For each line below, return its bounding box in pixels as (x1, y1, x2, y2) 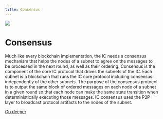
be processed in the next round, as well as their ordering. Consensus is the (5, 63, 156, 69)
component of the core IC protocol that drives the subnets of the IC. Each (5, 68, 152, 74)
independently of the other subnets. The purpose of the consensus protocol (5, 78, 158, 85)
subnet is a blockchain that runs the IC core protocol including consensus (5, 74, 153, 79)
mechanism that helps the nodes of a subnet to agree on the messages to (5, 58, 153, 64)
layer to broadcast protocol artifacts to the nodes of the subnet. (5, 99, 132, 105)
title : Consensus (5, 7, 40, 12)
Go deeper (5, 108, 27, 114)
